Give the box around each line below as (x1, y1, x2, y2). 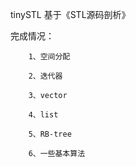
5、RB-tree (28, 129, 72, 139)
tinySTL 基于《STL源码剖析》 (10, 9, 131, 20)
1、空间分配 (28, 52, 71, 62)
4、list (28, 110, 59, 120)
